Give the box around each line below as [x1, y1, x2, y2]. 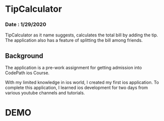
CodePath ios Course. [5, 70, 50, 76]
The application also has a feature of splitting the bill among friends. [5, 37, 143, 43]
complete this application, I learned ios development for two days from [5, 85, 148, 91]
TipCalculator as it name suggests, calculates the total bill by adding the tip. [5, 32, 158, 38]
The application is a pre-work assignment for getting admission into [5, 65, 142, 71]
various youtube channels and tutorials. [5, 90, 85, 96]
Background [5, 52, 43, 60]
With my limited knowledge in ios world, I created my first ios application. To [5, 80, 159, 86]
